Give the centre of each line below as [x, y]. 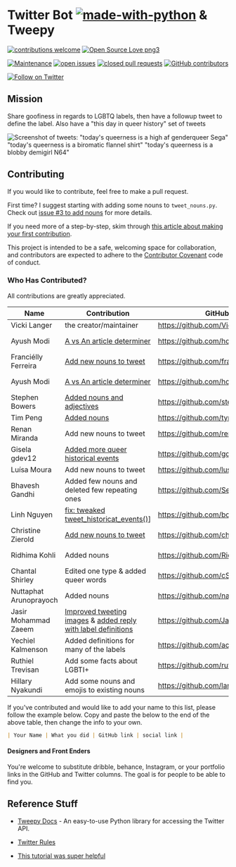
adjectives [82, 406]
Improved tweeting [96, 611]
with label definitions [99, 629]
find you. [20, 782]
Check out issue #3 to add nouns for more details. [80, 212]
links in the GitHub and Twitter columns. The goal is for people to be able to [117, 774]
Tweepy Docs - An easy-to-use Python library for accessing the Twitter [121, 820]
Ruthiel [22, 660]
